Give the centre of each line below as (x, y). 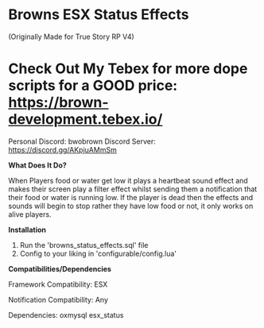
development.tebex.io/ (85, 120)
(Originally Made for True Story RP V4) (72, 37)
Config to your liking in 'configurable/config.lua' (98, 253)
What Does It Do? (38, 165)
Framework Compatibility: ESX (58, 284)
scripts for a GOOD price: (93, 86)
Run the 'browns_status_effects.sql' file (84, 245)
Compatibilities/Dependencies (60, 268)
